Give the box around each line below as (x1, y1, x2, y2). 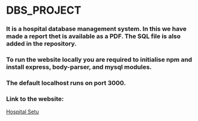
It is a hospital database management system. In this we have (6, 25, 187, 33)
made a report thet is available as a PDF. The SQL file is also (6, 32, 181, 40)
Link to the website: (6, 94, 64, 103)
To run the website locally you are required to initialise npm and (6, 56, 193, 64)
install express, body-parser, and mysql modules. (6, 63, 152, 71)
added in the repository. (6, 40, 77, 48)
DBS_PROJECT (6, 4, 82, 17)
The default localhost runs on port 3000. (6, 78, 126, 87)
